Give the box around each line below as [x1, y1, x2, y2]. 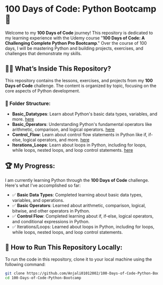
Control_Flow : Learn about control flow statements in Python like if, [12, 132, 147, 138]
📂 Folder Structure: [5, 100, 51, 107]
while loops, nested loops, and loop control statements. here [12, 147, 133, 153]
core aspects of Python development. [5, 88, 81, 93]
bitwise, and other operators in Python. [12, 208, 91, 214]
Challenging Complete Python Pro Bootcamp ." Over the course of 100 [5, 40, 147, 46]
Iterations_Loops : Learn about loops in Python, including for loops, [12, 142, 147, 148]
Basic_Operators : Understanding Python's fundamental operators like [12, 122, 152, 127]
